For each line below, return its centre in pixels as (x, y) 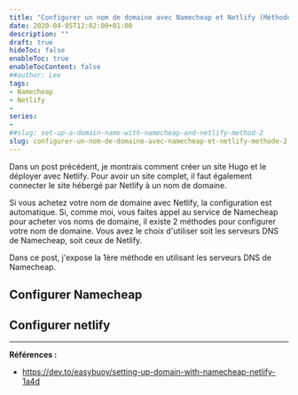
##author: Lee (35, 75)
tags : (19, 83)
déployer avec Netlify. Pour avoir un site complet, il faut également (131, 176)
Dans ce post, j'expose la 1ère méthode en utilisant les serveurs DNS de (141, 257)
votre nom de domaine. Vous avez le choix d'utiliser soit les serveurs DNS (144, 231)
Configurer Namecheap (76, 295)
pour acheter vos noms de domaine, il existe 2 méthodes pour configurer (143, 221)
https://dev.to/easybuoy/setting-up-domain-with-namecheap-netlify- (149, 371)
